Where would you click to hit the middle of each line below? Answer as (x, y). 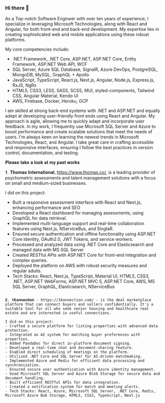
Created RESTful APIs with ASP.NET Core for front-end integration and (84, 255)
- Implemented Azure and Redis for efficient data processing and (75, 361)
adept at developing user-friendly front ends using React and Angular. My (80, 116)
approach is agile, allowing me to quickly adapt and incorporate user (75, 121)
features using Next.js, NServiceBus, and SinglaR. (63, 229)
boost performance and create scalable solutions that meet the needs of (79, 132)
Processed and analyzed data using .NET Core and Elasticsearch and (83, 244)
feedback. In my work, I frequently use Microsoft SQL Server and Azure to (81, 126)
